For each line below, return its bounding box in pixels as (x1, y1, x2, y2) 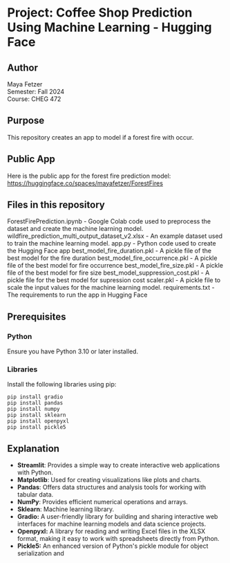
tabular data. (17, 490, 54, 499)
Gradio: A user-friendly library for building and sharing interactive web (17, 513, 218, 521)
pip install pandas (7, 400, 64, 407)
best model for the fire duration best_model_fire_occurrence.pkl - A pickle (7, 254, 218, 262)
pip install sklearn (7, 412, 67, 419)
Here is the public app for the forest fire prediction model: (7, 172, 171, 180)
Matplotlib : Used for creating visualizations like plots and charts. (17, 476, 202, 484)
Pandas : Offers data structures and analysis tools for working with (17, 483, 207, 492)
